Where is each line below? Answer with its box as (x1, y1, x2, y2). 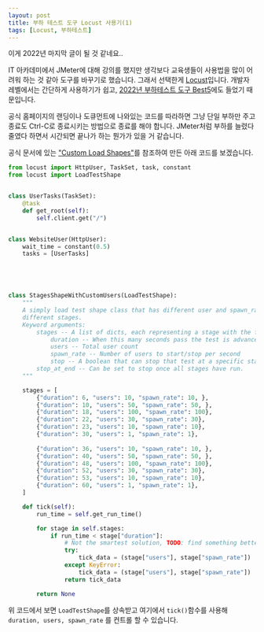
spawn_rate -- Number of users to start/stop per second (49, 350, 241, 358)
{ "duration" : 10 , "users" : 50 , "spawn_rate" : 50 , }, (36, 401, 213, 409)
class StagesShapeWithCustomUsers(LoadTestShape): (8, 292, 178, 300)
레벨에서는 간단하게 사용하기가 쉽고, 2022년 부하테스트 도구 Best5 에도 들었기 (8, 85, 245, 94)
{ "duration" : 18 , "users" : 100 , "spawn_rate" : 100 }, (36, 408, 213, 416)
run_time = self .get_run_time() (36, 510, 143, 518)
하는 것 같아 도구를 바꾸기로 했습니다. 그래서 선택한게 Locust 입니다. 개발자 (22, 76, 250, 85)
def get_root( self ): (22, 206, 90, 215)
